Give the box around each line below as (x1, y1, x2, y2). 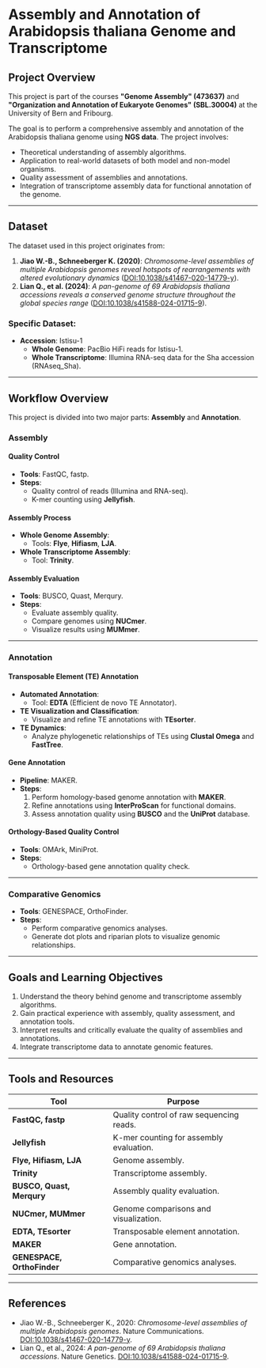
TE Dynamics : (19, 722, 67, 733)
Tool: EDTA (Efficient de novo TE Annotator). (31, 698, 177, 707)
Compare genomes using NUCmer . (31, 616, 147, 626)
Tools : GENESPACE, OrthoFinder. (19, 907, 128, 916)
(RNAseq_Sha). (31, 362, 82, 371)
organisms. (19, 165, 57, 173)
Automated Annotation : (19, 689, 99, 699)
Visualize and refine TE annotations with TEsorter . (31, 714, 196, 724)
